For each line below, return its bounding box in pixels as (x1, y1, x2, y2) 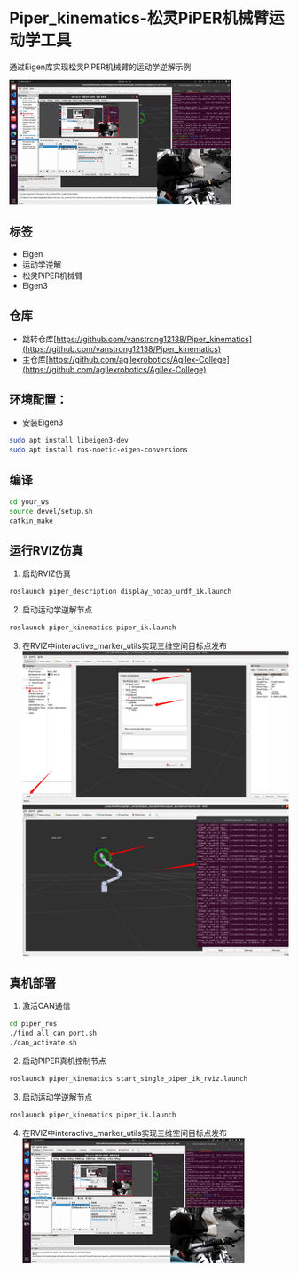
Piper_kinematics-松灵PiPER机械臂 (9, 8, 269, 28)
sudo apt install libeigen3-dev (9, 436, 129, 445)
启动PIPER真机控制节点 (21, 1055, 106, 1066)
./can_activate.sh (9, 1038, 77, 1047)
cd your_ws (9, 497, 50, 507)
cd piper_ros (9, 1020, 58, 1029)
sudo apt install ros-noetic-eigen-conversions (9, 445, 189, 454)
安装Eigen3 (21, 417, 64, 428)
